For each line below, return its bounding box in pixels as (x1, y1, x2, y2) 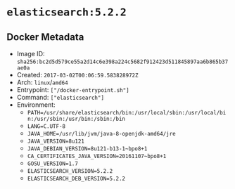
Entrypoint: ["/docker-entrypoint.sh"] (16, 86, 129, 93)
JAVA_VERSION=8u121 (27, 138, 85, 145)
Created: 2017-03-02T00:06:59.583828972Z (16, 71, 139, 79)
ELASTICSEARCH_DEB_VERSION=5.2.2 (27, 175, 126, 182)
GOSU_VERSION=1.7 (27, 160, 79, 167)
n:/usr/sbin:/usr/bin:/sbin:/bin (27, 115, 126, 122)
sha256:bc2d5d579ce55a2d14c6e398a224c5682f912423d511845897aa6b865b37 (16, 58, 229, 65)
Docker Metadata (6, 31, 84, 43)
